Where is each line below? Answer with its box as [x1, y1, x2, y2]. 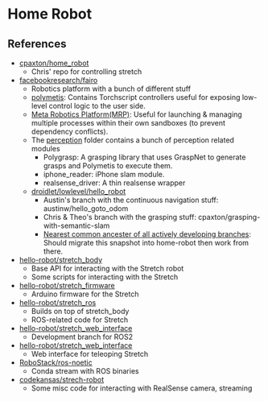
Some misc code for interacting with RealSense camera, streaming [31, 383, 253, 393]
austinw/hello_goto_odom [43, 204, 129, 213]
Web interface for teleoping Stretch [31, 349, 149, 358]
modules [31, 144, 61, 153]
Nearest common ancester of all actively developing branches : [43, 229, 251, 238]
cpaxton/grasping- [197, 213, 261, 221]
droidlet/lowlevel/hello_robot [31, 187, 126, 196]
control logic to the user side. [48, 101, 146, 110]
